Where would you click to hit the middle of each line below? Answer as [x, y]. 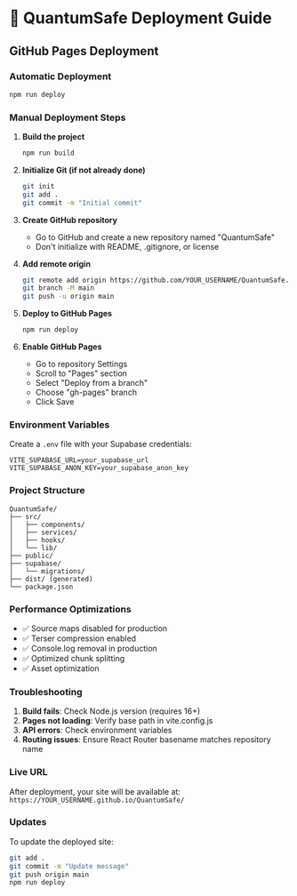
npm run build [48, 153]
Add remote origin [56, 264]
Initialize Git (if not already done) [84, 170]
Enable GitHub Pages [62, 347]
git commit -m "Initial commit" [82, 203]
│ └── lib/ [33, 548]
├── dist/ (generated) [51, 579]
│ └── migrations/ [48, 571]
